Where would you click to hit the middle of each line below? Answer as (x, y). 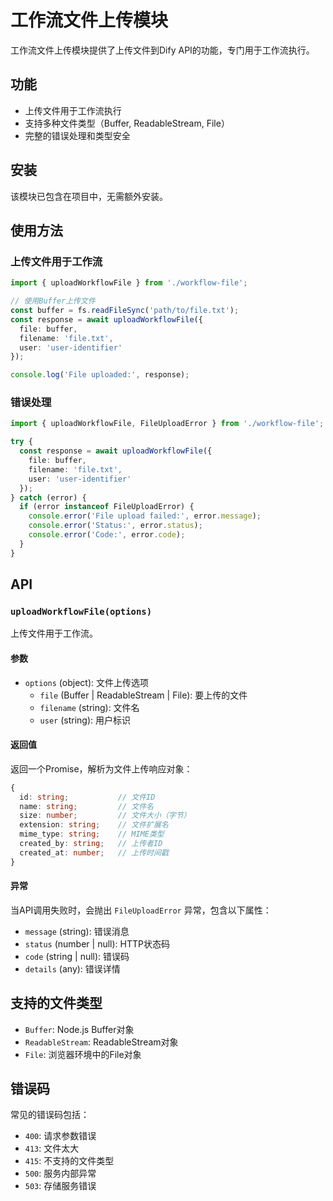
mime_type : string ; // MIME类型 (92, 834)
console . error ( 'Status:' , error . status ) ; (115, 526)
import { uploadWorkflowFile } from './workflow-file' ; (129, 283)
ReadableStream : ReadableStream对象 (101, 1042)
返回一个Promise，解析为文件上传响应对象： (101, 768)
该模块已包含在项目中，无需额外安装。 (89, 196)
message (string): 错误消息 (77, 931)
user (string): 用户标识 (85, 720)
